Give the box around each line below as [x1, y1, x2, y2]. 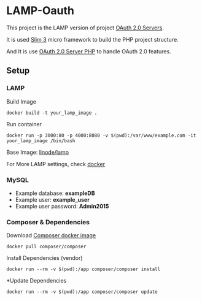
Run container [6, 120, 42, 128]
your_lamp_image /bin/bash [6, 137, 76, 144]
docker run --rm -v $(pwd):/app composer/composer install [6, 266, 161, 273]
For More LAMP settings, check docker [6, 160, 106, 167]
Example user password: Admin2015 [15, 202, 109, 210]
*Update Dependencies [6, 277, 67, 284]
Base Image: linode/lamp [6, 148, 69, 156]
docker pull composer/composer [6, 243, 87, 250]
